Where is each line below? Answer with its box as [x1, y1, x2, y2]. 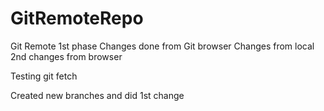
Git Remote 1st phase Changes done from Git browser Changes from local [10, 40, 315, 52]
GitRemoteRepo [10, 7, 144, 30]
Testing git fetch [10, 70, 78, 82]
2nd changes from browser [10, 50, 123, 62]
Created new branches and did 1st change [10, 89, 185, 101]
